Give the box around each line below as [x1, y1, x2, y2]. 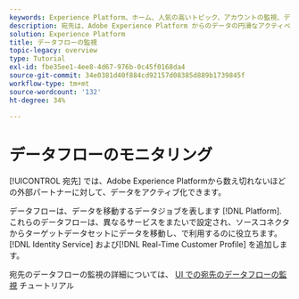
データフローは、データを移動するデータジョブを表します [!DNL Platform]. [9, 206, 283, 216]
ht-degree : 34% [9, 95, 66, 105]
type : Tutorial [9, 54, 66, 63]
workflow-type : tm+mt [9, 79, 90, 88]
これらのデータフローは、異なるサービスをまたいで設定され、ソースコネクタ [9, 217, 290, 228]
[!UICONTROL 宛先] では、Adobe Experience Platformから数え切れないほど [9, 175, 287, 187]
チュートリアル [19, 280, 74, 291]
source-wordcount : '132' [9, 87, 102, 96]
